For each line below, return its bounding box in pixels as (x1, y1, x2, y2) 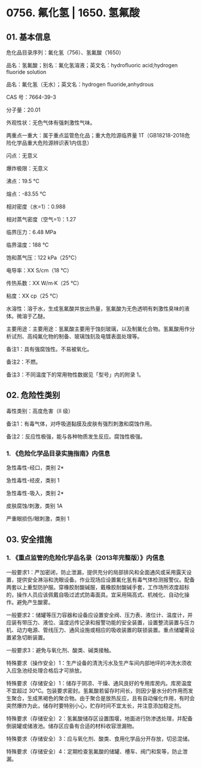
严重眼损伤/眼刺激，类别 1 (6, 515, 70, 523)
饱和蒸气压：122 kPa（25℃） (6, 254, 80, 261)
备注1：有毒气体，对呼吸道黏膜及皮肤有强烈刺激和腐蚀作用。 (6, 420, 156, 427)
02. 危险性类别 (6, 390, 60, 400)
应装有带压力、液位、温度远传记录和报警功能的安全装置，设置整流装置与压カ (6, 619, 195, 626)
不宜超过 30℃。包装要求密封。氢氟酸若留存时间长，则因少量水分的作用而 (6, 687, 188, 694)
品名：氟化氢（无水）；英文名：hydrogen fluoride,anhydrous (6, 81, 154, 88)
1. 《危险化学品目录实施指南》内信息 (6, 449, 111, 457)
